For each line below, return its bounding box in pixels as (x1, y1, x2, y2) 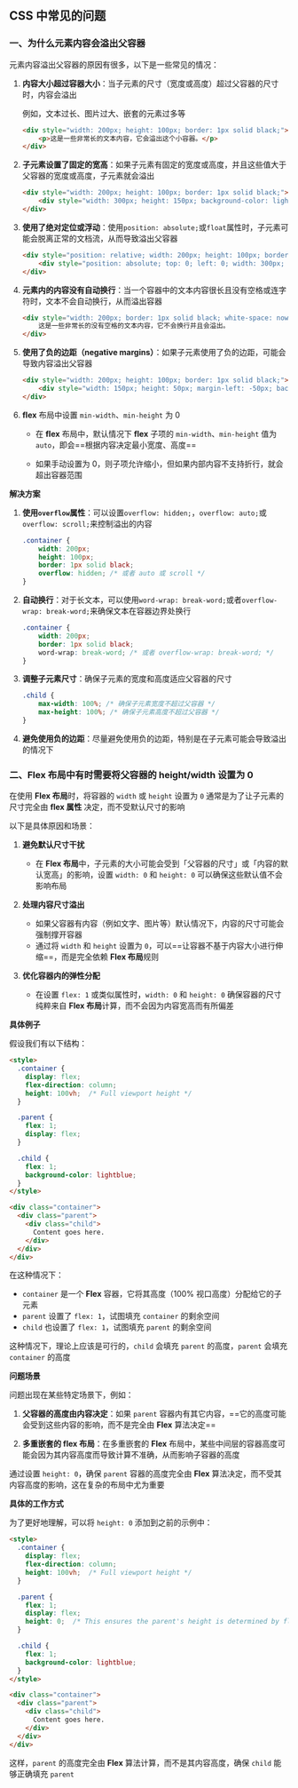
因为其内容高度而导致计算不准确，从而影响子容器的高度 (37, 1450, 240, 1460)
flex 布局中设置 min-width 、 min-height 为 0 (21, 409, 180, 420)
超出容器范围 (35, 469, 82, 480)
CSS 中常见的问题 (9, 8, 106, 24)
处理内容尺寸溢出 (21, 900, 85, 910)
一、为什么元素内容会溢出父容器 (9, 37, 146, 50)
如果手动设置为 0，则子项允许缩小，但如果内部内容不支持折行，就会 (35, 458, 284, 469)
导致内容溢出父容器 (21, 358, 93, 369)
